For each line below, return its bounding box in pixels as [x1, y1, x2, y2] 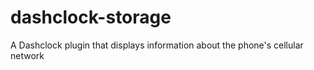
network [10, 49, 45, 61]
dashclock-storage [10, 6, 172, 29]
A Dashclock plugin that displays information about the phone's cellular [10, 39, 304, 51]
